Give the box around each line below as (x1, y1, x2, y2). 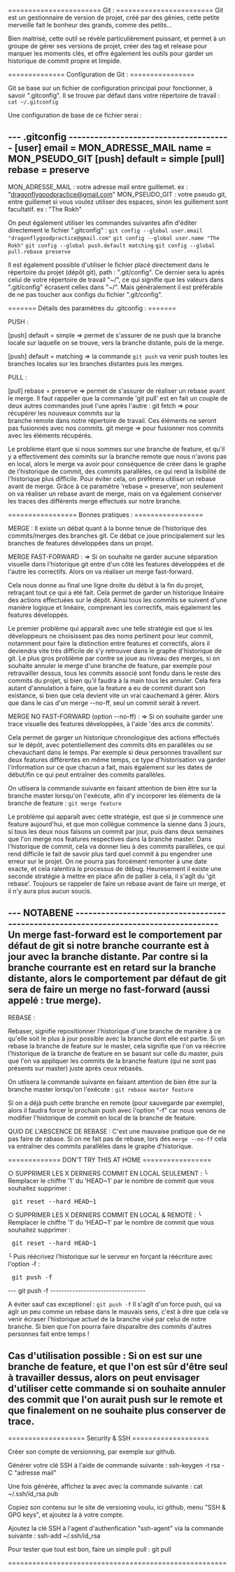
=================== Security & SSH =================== (8, 1434, 210, 1442)
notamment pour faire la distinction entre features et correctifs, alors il (8, 639, 211, 647)
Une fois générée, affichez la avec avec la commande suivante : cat (8, 1482, 204, 1491)
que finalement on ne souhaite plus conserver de (8, 1405, 227, 1417)
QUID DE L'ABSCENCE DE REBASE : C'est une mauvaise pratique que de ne (8, 1127, 226, 1135)
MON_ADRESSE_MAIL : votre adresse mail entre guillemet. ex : (8, 182, 188, 191)
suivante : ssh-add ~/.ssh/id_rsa (8, 1531, 101, 1540)
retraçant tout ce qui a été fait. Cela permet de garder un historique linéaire (8, 588, 225, 597)
